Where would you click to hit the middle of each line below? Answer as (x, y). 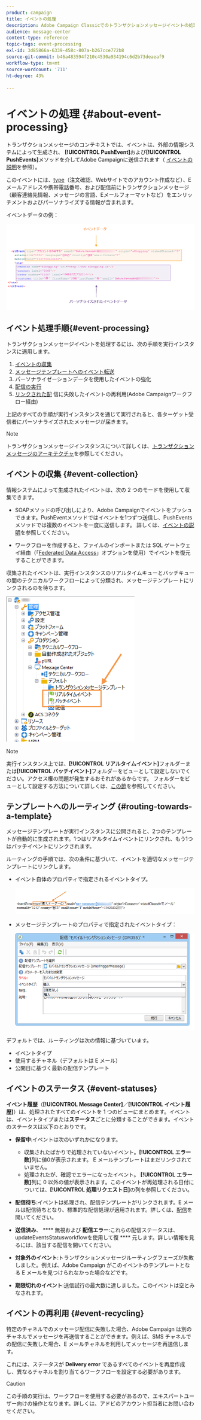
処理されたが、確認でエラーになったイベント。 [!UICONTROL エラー (108, 1174)
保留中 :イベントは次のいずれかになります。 (68, 1139)
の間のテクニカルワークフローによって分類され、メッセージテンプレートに (98, 580)
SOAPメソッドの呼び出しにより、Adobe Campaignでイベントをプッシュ (103, 510)
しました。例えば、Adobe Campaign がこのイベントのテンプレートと (100, 1265)
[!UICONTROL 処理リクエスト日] (90, 1189)
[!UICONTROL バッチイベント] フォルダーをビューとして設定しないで (101, 771)
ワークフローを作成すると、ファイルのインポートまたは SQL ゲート (98, 545)
